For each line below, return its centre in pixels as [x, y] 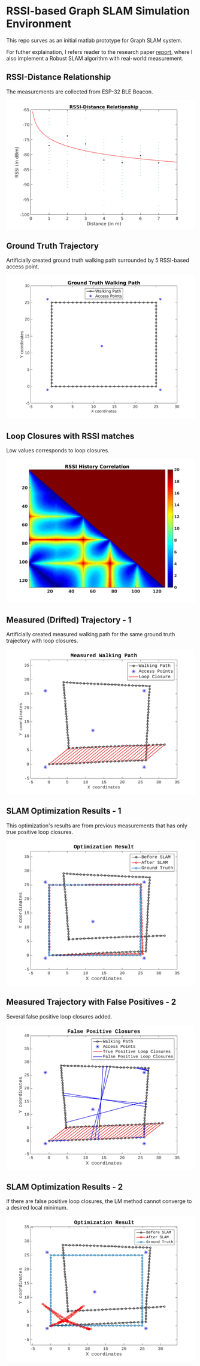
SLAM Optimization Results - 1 [64, 811]
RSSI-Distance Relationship [59, 77]
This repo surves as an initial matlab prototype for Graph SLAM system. [94, 40]
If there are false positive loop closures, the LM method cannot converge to [99, 1201]
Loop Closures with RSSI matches [70, 436]
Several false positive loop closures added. [59, 1016]
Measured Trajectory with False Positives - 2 [91, 1002]
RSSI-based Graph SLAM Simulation [98, 11]
